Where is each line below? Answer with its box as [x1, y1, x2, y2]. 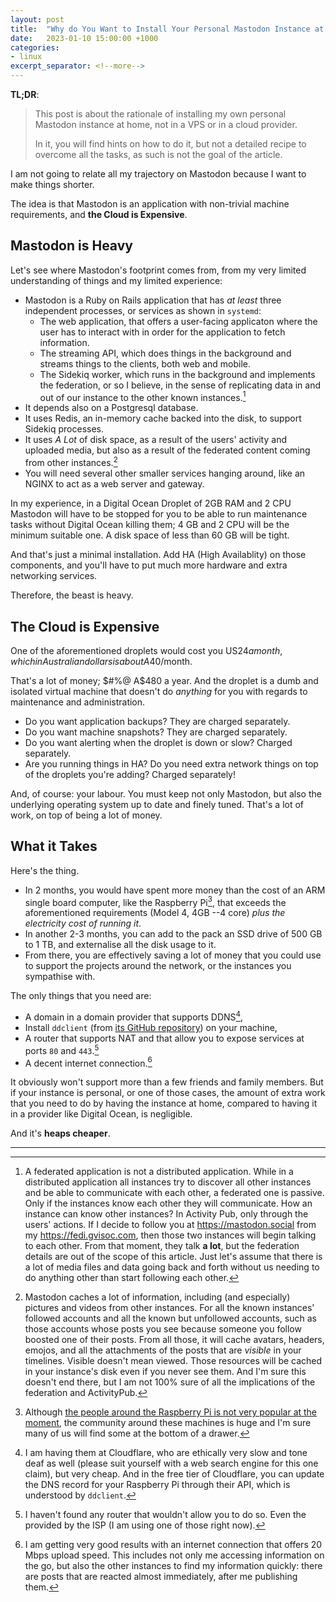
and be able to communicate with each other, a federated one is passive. [24, 1187, 325, 1199]
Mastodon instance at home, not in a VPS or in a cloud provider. [34, 119, 298, 130]
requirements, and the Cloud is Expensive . [10, 209, 188, 220]
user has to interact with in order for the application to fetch [39, 326, 286, 338]
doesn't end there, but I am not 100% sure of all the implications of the [24, 1376, 316, 1388]
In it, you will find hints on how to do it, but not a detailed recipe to [34, 138, 307, 150]
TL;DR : [10, 89, 40, 100]
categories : [10, 42, 60, 53]
